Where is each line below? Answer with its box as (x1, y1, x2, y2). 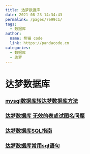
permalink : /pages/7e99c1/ (5, 17, 63, 22)
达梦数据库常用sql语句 (5, 142, 60, 149)
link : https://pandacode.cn (10, 41, 70, 46)
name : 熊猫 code (10, 36, 43, 41)
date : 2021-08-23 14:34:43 (5, 12, 63, 17)
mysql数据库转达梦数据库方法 (5, 98, 78, 105)
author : (5, 31, 22, 36)
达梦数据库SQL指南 (5, 128, 52, 135)
